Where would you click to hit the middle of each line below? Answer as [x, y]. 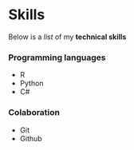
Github [31, 138]
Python [32, 83]
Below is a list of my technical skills [67, 37]
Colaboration [34, 112]
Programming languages [57, 57]
